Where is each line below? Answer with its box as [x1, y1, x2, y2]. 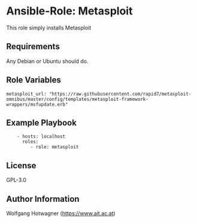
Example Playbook [6, 117, 77, 127]
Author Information [6, 194, 80, 204]
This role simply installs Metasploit [6, 24, 92, 31]
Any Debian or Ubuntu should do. [6, 57, 89, 64]
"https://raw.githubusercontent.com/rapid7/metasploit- [49, 91, 192, 97]
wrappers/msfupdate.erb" [6, 101, 68, 108]
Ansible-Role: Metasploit [6, 4, 133, 18]
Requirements [6, 41, 60, 52]
